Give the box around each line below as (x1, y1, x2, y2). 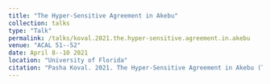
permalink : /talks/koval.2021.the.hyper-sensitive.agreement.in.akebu (8, 34, 251, 42)
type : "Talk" (8, 26, 52, 34)
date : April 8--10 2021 (8, 49, 89, 57)
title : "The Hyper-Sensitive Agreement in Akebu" (8, 11, 179, 20)
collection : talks (8, 19, 70, 27)
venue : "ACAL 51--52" (8, 42, 81, 50)
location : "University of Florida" (8, 57, 128, 65)
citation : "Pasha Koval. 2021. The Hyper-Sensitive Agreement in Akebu (8, 64, 254, 72)
